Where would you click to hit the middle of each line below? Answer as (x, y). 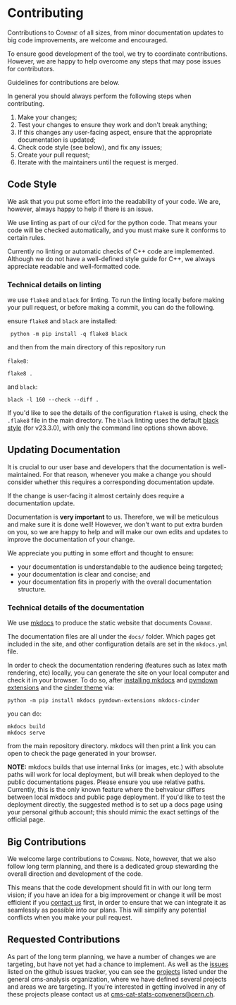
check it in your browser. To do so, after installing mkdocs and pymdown (113, 680)
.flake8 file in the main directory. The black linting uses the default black (113, 421)
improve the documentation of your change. (71, 539)
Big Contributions (47, 842)
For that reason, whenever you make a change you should (127, 474)
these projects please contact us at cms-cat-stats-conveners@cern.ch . (111, 994)
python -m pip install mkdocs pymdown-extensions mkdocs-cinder (104, 701)
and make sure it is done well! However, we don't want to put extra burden (115, 524)
